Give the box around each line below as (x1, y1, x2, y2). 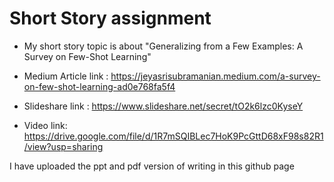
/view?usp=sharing (23, 140, 104, 152)
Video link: (23, 119, 68, 131)
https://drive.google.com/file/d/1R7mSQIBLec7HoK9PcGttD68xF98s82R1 (23, 130, 324, 142)
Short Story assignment (9, 7, 212, 30)
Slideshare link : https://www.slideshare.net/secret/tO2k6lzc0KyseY (23, 100, 304, 112)
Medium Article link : (23, 70, 109, 82)
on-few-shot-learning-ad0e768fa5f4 (23, 80, 176, 92)
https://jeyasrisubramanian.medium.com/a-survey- (110, 70, 321, 82)
